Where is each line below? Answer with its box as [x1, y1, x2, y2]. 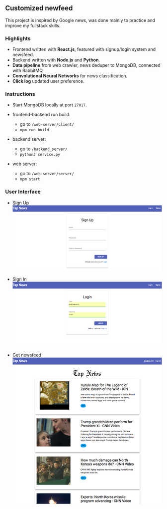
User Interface [5, 188, 41, 195]
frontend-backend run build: [12, 112, 71, 118]
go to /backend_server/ [19, 146, 68, 152]
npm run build [19, 127, 49, 133]
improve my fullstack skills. [5, 22, 61, 28]
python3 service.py [19, 152, 61, 157]
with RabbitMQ [12, 67, 43, 74]
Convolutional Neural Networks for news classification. [12, 73, 128, 79]
